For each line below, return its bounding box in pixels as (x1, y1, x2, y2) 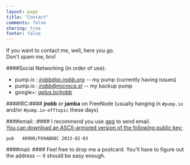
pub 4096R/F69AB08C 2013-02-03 (6, 135, 89, 142)
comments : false (6, 20, 46, 25)
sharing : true (6, 25, 41, 31)
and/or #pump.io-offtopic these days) (6, 106, 99, 114)
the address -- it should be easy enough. (6, 152, 106, 160)
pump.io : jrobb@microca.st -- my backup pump (14, 82, 133, 89)
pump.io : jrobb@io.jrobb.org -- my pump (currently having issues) (14, 76, 177, 83)
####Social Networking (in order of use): (6, 64, 106, 72)
